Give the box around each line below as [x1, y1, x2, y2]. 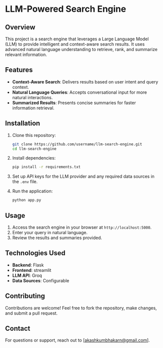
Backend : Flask [12, 262, 44, 268]
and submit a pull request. [5, 310, 58, 316]
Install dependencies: [12, 155, 56, 161]
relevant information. [5, 52, 48, 57]
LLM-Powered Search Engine [5, 3, 126, 15]
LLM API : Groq [12, 272, 42, 278]
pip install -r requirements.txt [12, 164, 81, 170]
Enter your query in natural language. [12, 229, 88, 235]
